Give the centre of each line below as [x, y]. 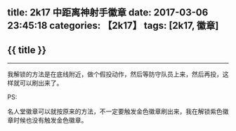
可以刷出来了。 [41, 83]
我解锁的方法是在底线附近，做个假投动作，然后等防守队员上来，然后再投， [115, 74]
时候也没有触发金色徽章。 [50, 120]
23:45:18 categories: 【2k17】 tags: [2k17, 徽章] [113, 26]
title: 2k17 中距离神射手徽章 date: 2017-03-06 [108, 13]
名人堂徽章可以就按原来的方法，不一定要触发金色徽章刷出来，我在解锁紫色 [115, 111]
